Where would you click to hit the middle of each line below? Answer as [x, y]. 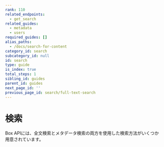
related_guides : [22, 24]
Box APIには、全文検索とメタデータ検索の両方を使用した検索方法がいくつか [82, 133]
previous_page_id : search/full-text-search [50, 93]
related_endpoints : [25, 14]
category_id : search [26, 51]
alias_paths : [18, 42]
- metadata [21, 28]
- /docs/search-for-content [38, 47]
